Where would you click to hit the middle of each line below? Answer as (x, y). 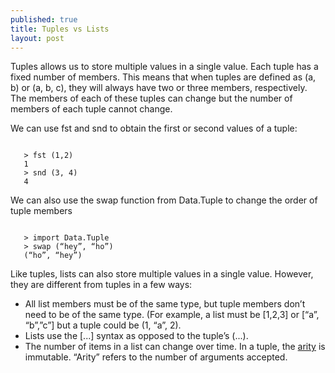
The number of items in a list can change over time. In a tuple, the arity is (175, 347)
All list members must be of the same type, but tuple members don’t (165, 304)
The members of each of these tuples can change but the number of (151, 98)
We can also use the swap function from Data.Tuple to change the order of (164, 200)
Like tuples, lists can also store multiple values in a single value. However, (162, 274)
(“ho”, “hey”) (53, 256)
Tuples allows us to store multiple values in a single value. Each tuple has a (164, 67)
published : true (44, 19)
